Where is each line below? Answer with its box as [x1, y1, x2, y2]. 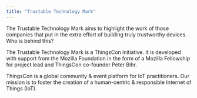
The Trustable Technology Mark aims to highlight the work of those [6, 25, 169, 32]
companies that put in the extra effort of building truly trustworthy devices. [6, 31, 187, 38]
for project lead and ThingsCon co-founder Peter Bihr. [6, 61, 137, 68]
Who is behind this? [6, 37, 54, 44]
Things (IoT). [6, 85, 37, 92]
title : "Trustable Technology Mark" [6, 8, 96, 15]
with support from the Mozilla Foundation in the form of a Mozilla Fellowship [6, 55, 190, 62]
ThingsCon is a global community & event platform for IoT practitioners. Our [6, 72, 190, 79]
